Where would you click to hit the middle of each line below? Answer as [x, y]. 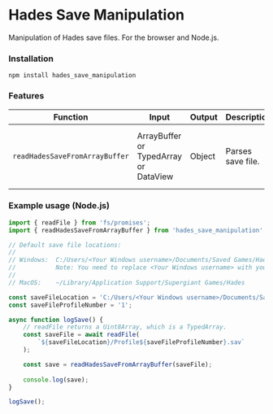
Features [26, 96]
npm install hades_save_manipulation [72, 76]
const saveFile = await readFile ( [81, 335]
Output [204, 117]
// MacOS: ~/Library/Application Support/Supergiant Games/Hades [127, 282]
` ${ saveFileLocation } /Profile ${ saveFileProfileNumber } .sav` [141, 342]
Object [203, 156]
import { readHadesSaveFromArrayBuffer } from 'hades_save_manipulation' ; [138, 230]
